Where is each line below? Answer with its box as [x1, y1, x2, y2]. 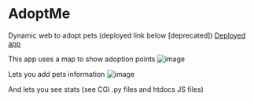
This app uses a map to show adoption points [8, 54, 156, 64]
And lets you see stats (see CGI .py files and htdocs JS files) [8, 84, 204, 94]
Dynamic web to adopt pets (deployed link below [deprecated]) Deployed [8, 31, 246, 40]
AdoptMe [8, 5, 71, 23]
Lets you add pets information [8, 69, 105, 78]
